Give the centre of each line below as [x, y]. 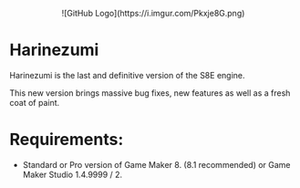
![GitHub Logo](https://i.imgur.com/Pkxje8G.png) [153, 13]
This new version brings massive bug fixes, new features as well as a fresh [150, 93]
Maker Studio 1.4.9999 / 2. [72, 174]
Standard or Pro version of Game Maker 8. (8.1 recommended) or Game [156, 164]
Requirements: [67, 140]
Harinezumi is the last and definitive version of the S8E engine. [127, 75]
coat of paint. [35, 102]
